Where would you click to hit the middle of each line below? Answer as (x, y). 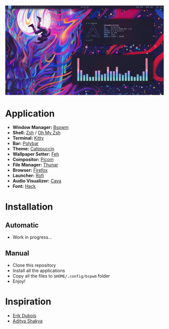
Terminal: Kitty (28, 138)
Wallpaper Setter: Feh (36, 154)
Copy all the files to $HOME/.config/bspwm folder (61, 276)
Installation (29, 207)
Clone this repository (34, 266)
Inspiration (28, 302)
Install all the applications (39, 271)
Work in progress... (32, 237)
